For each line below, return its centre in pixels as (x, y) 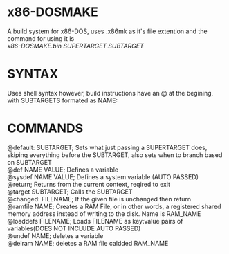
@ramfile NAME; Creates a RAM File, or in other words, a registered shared (114, 206)
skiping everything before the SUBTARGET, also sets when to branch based (115, 155)
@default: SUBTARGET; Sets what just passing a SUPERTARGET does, (107, 147)
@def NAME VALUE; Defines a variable (63, 170)
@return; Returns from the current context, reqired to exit (89, 184)
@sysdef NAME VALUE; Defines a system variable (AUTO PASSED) (103, 176)
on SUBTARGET (29, 162)
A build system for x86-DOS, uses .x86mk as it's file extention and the (107, 31)
